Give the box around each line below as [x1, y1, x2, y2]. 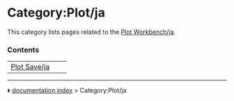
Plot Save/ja [10, 62, 50, 72]
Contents [7, 45, 40, 55]
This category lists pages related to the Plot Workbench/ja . [7, 28, 176, 36]
